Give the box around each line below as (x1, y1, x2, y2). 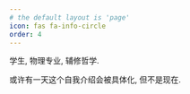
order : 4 (9, 30, 42, 38)
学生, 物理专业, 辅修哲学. (9, 56, 99, 66)
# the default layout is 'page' (9, 13, 130, 22)
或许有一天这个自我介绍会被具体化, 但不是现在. (9, 74, 182, 85)
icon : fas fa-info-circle (9, 21, 106, 30)
